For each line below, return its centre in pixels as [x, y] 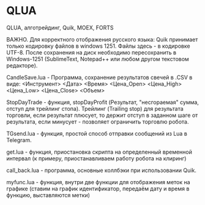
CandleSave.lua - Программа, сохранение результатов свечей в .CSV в [99, 77]
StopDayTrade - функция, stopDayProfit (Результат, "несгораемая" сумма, [102, 102]
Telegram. [19, 140]
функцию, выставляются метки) [48, 195]
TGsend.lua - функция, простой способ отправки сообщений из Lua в [97, 133]
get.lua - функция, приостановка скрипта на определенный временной [99, 152]
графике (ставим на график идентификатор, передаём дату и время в [98, 188]
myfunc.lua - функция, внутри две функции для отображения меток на [99, 182]
